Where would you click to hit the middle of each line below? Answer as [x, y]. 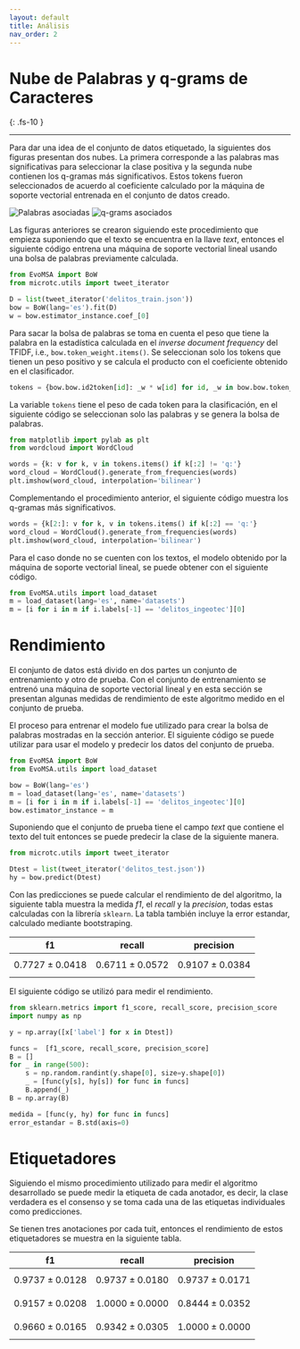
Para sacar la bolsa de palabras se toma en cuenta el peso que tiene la [139, 333]
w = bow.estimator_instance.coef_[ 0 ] [79, 316]
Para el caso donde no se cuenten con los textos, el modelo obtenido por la [148, 557]
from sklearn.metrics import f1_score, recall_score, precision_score [143, 1008]
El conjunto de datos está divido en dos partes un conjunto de [123, 670]
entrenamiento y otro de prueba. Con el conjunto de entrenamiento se [137, 679]
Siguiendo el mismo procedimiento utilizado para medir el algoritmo [133, 1183]
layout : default [39, 17]
